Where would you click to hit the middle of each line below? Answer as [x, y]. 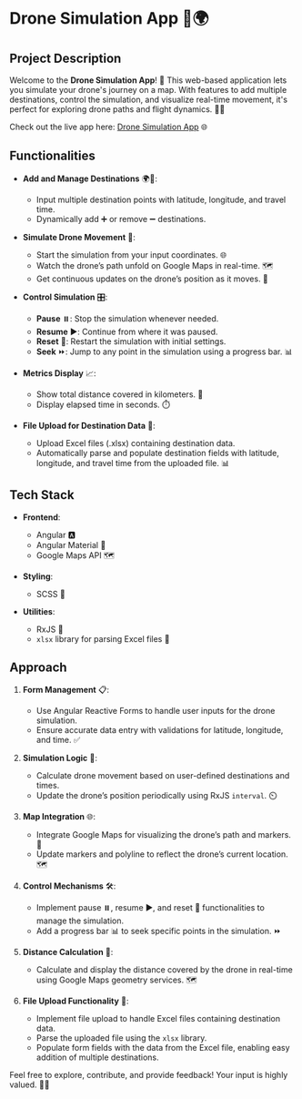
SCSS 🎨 [50, 594]
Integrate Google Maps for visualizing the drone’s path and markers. [163, 835]
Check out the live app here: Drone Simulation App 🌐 [109, 127]
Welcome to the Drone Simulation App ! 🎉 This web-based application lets [148, 80]
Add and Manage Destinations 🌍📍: [90, 178]
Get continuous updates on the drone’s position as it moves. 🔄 [152, 279]
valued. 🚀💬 [30, 1084]
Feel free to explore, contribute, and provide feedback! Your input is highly [149, 1075]
